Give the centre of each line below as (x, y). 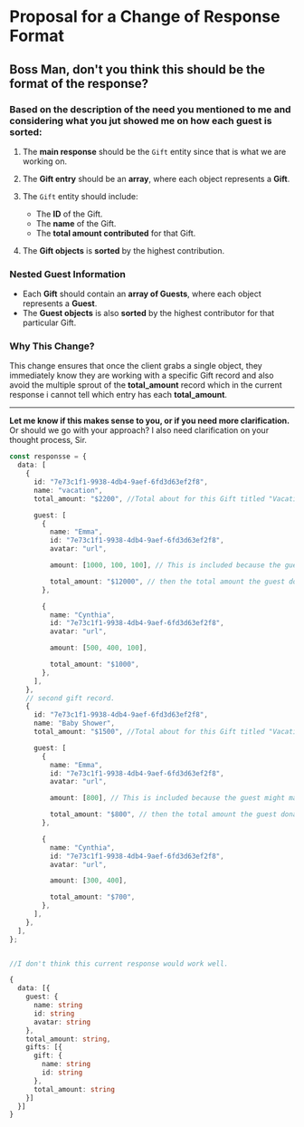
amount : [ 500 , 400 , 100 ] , (98, 648)
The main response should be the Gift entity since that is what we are (154, 151)
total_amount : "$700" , (92, 897)
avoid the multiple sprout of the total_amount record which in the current (146, 385)
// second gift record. (71, 698)
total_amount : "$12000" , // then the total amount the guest (167, 582)
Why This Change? (52, 346)
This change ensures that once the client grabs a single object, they (136, 366)
